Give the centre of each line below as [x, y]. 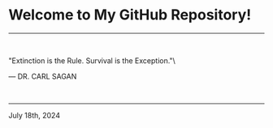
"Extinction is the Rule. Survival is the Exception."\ [92, 60]
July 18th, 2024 [35, 115]
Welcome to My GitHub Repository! [130, 15]
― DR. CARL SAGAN [43, 76]
